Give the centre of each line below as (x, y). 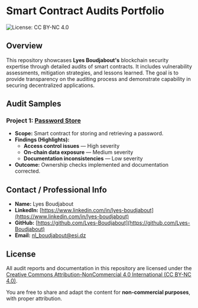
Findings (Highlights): (42, 140)
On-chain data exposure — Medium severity (78, 153)
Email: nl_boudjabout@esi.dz (50, 235)
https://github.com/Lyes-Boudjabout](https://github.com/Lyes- (114, 223)
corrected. (27, 171)
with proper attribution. (34, 299)
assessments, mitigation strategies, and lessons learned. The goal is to (92, 73)
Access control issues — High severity (72, 146)
